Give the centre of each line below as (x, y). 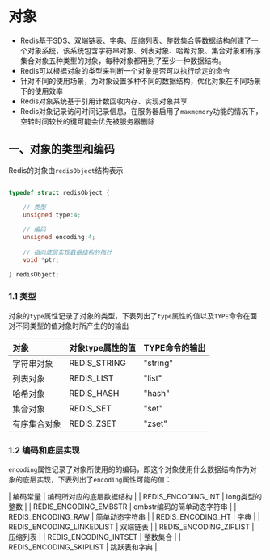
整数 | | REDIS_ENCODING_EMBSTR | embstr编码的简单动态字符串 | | (122, 507)
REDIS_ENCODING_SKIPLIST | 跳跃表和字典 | (83, 547)
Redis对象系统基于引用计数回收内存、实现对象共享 (104, 101)
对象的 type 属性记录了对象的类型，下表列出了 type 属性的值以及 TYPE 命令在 (129, 315)
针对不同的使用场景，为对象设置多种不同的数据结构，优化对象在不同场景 (140, 81)
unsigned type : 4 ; (52, 215)
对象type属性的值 (102, 347)
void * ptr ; (41, 259)
